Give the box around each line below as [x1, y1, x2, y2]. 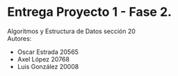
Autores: [7, 34, 32, 42]
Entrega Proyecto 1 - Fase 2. [7, 4, 172, 20]
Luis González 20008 [17, 62, 79, 70]
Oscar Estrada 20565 [17, 48, 79, 56]
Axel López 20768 [17, 55, 70, 63]
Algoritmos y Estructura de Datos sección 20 [7, 27, 136, 35]
